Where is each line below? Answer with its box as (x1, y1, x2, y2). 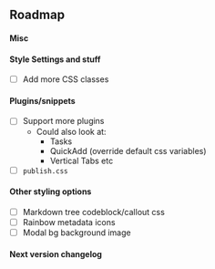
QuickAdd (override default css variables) (49, 145, 207, 156)
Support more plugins (22, 116, 105, 127)
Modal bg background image (22, 227, 131, 238)
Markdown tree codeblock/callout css (22, 206, 166, 217)
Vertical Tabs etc (49, 155, 114, 166)
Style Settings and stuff (9, 54, 101, 65)
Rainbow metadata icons (22, 216, 116, 227)
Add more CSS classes (22, 74, 109, 85)
